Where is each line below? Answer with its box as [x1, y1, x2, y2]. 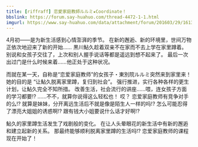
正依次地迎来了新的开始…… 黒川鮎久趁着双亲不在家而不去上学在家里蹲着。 [6, 44, 187, 51]
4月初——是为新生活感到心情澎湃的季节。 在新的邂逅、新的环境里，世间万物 [6, 36, 192, 44]
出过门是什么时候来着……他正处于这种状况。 [6, 58, 114, 65]
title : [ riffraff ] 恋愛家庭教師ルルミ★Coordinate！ [6, 8, 127, 15]
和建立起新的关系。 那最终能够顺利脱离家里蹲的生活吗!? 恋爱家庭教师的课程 [6, 128, 189, 135]
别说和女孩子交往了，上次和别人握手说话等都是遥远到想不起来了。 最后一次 [6, 51, 189, 58]
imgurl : [6, 19, 25, 25]
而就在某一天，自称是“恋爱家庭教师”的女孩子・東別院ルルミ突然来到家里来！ [6, 71, 192, 78]
